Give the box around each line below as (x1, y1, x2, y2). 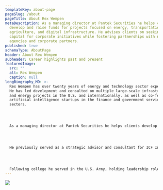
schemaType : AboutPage (5, 48, 51, 52)
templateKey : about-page (5, 7, 55, 12)
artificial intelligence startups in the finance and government (9, 98, 145, 103)
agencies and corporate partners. (9, 39, 79, 44)
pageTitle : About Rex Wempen (5, 16, 64, 21)
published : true (5, 43, 38, 48)
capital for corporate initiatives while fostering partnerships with (9, 35, 155, 39)
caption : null (9, 75, 38, 80)
